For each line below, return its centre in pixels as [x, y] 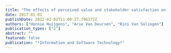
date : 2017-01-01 [24, 15]
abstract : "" [19, 33]
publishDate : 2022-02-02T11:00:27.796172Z [51, 19]
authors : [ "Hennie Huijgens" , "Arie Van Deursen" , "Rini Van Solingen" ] [84, 24]
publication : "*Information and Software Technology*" [65, 43]
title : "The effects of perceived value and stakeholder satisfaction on [86, 10]
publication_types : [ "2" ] [33, 29]
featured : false [23, 38]
